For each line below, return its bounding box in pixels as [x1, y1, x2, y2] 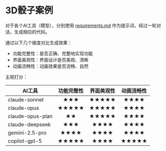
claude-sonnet [8, 96, 44, 103]
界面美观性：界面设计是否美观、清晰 [12, 56, 89, 63]
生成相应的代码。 [14, 28, 50, 35]
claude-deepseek [8, 120, 51, 128]
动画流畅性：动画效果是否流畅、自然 [12, 63, 89, 69]
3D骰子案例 [5, 5, 53, 16]
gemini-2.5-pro [8, 129, 47, 136]
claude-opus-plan [8, 112, 53, 119]
